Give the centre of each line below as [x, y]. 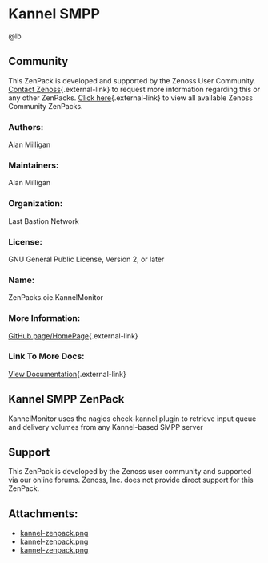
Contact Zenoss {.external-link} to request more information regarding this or [134, 89]
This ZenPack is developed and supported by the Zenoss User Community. [132, 80]
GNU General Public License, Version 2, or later [86, 259]
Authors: [26, 127]
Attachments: [43, 514]
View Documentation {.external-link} [67, 374]
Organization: [36, 204]
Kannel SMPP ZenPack [66, 399]
